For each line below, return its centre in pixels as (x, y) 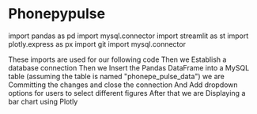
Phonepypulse (57, 14)
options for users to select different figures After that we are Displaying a (127, 93)
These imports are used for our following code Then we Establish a (117, 59)
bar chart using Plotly (43, 101)
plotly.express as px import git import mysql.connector (97, 44)
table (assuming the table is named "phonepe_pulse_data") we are (117, 76)
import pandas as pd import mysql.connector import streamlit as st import (128, 36)
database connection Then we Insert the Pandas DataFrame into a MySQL (129, 67)
